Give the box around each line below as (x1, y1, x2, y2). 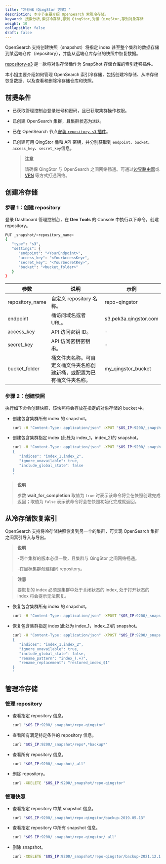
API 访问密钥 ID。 (51, 329, 92, 336)
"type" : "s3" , (11, 241, 41, 247)
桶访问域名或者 (51, 312, 86, 319)
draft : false (5, 30, 32, 35)
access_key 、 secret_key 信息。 (12, 145, 74, 151)
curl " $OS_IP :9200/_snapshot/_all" (12, 761, 86, 766)
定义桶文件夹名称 (51, 362, 91, 369)
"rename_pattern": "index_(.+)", (19, 656, 88, 661)
